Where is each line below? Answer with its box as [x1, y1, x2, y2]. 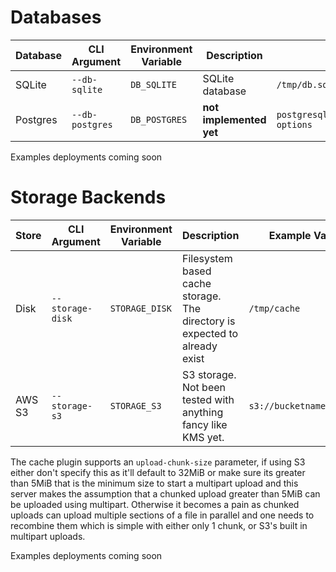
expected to [181, 326, 239, 340]
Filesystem [181, 251, 233, 265]
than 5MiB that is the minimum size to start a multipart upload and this [10, 477, 299, 489]
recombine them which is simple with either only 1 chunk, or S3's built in [10, 519, 308, 531]
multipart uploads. [10, 530, 86, 542]
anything [181, 405, 224, 419]
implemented [202, 112, 267, 126]
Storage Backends [10, 186, 167, 209]
